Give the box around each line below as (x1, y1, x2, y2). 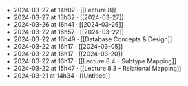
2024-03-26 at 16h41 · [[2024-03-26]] (13, 21, 124, 28)
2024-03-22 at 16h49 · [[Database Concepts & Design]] (13, 35, 173, 43)
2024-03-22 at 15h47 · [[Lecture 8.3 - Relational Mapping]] (13, 65, 182, 72)
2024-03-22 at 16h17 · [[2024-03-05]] (13, 43, 123, 50)
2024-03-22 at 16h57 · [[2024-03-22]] (13, 28, 124, 36)
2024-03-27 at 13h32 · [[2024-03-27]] (13, 13, 124, 21)
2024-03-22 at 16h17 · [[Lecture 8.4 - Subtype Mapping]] (13, 57, 177, 65)
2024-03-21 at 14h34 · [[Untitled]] (13, 72, 111, 80)
